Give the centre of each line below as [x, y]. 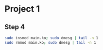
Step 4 [15, 27]
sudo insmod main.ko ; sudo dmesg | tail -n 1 [51, 38]
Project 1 [22, 9]
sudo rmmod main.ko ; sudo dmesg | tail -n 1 [50, 42]
